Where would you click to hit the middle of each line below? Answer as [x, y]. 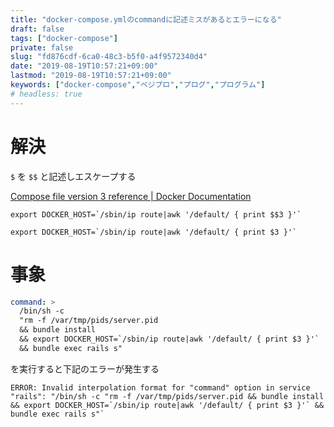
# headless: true [46, 94]
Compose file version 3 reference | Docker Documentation [131, 196]
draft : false [37, 29]
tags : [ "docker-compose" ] [64, 38]
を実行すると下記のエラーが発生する [85, 368]
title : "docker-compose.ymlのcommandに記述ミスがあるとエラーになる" [146, 19]
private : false [42, 47]
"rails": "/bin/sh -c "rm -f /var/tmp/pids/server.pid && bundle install [167, 396]
